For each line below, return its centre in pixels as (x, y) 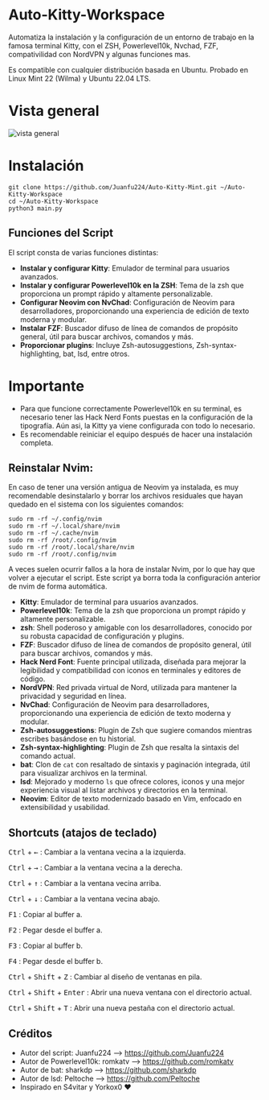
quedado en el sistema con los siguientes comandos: (96, 504)
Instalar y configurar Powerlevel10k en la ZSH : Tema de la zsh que (132, 285)
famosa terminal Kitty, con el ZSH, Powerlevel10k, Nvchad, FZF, (113, 45)
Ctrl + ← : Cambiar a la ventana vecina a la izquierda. (97, 852)
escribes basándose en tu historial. (78, 739)
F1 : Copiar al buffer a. (45, 915)
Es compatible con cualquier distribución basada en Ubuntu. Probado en (128, 69)
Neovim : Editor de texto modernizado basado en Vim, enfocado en (131, 799)
